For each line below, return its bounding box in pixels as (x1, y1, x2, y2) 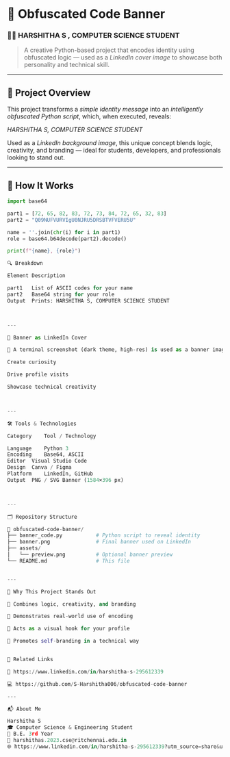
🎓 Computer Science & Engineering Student (7, 724, 133, 731)
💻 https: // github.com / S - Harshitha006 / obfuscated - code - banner (7, 680, 188, 687)
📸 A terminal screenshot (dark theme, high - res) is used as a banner (7, 346, 210, 353)
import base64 (7, 198, 48, 205)
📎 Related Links (7, 656, 53, 663)
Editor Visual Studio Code (7, 458, 88, 465)
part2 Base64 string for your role (7, 291, 115, 298)
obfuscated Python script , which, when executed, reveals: (7, 112, 172, 120)
